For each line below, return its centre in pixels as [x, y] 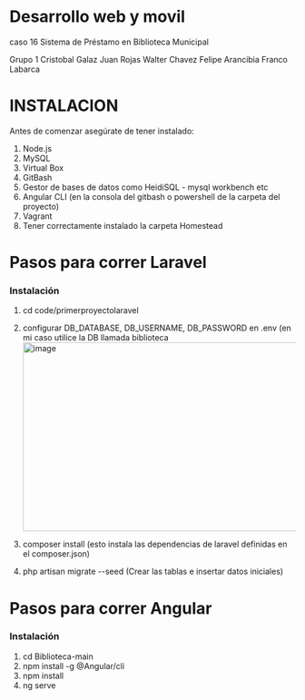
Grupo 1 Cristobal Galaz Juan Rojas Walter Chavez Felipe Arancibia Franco [148, 59]
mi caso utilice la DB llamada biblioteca [96, 338]
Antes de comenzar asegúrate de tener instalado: [102, 131]
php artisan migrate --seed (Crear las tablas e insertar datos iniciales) [153, 572]
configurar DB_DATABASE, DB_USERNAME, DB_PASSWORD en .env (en [157, 328]
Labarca [25, 69]
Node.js [37, 148]
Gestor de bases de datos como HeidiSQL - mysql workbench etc [145, 187]
